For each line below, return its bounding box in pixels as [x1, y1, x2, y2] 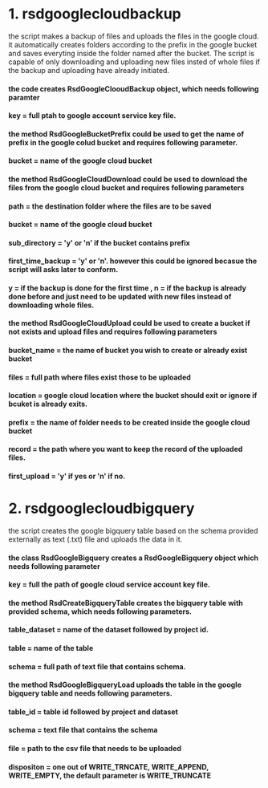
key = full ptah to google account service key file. [8, 111, 177, 120]
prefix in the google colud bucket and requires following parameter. [8, 137, 238, 147]
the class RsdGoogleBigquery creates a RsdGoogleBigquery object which [8, 553, 259, 563]
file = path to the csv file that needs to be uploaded [8, 743, 182, 753]
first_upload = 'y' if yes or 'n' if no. [8, 471, 126, 481]
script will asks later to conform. [8, 265, 119, 274]
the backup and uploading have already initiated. [8, 65, 170, 75]
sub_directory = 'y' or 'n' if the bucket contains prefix [8, 238, 190, 247]
